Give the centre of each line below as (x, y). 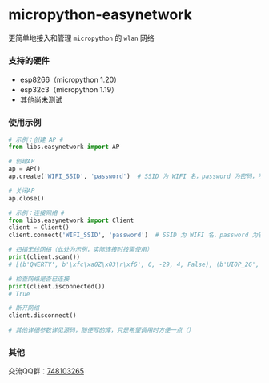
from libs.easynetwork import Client (71, 220)
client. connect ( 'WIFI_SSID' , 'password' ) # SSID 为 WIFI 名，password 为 (133, 235)
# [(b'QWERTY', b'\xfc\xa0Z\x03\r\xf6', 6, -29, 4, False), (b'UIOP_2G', (134, 264)
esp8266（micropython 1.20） (70, 80)
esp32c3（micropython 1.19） (69, 90)
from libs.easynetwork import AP (64, 147)
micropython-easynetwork (100, 15)
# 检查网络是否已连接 (39, 279)
